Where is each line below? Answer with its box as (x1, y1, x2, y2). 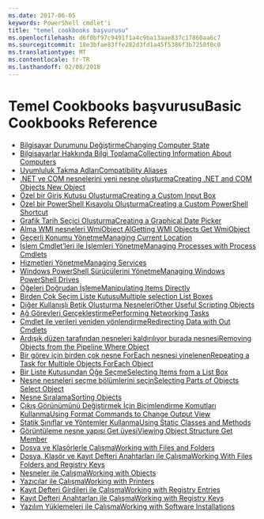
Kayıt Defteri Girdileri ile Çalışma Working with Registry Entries (19, 484, 221, 494)
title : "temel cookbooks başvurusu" (8, 26, 129, 34)
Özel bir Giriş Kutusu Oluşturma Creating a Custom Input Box (19, 191, 216, 200)
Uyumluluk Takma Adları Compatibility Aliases (19, 165, 168, 175)
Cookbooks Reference (8, 114, 158, 131)
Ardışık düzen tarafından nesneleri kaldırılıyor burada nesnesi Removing (19, 333, 251, 343)
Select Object (19, 384, 65, 393)
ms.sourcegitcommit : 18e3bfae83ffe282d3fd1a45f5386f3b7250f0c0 (8, 41, 221, 49)
